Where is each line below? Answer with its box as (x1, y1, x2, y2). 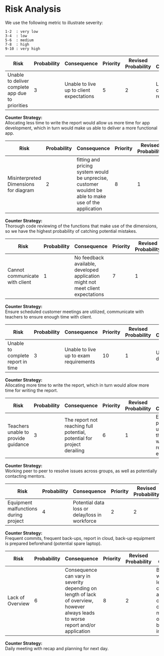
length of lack (65, 591, 97, 598)
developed (74, 266, 99, 273)
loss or (73, 505, 89, 512)
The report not (64, 416, 98, 423)
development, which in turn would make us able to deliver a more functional (5, 125, 158, 131)
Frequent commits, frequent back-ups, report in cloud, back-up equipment (5, 535, 155, 541)
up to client (64, 87, 90, 94)
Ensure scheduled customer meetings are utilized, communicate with (5, 309, 144, 315)
